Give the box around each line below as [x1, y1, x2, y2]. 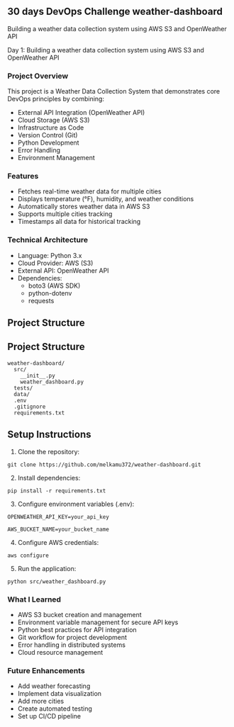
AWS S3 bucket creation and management [17, 611, 142, 619]
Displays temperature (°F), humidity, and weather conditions [17, 195, 194, 203]
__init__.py [20, 372, 55, 379]
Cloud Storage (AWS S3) [17, 116, 90, 125]
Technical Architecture [7, 235, 89, 245]
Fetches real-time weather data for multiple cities [17, 187, 162, 196]
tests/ [13, 384, 33, 392]
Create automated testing [17, 704, 92, 713]
